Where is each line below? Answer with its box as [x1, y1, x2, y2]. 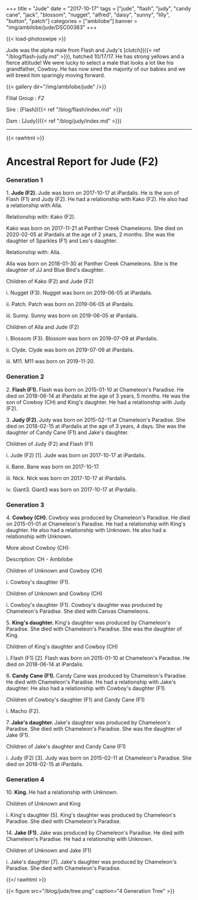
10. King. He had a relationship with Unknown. [6, 789, 118, 796]
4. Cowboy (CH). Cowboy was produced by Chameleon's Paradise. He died [6, 514, 190, 521]
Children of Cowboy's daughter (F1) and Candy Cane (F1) [6, 696, 146, 704]
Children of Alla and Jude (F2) [6, 324, 80, 331]
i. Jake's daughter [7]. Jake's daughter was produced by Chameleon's [6, 858, 177, 866]
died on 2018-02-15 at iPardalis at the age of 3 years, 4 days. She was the [6, 422, 186, 429]
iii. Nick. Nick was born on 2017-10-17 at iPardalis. [6, 474, 127, 481]
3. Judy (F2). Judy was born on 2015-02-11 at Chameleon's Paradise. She [6, 416, 186, 423]
